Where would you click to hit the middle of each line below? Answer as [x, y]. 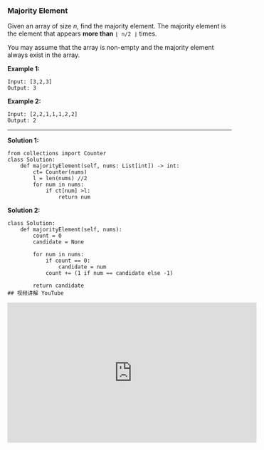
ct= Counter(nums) [60, 172]
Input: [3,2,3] [30, 82]
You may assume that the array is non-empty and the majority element [111, 48]
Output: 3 [22, 88]
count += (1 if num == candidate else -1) [109, 273]
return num [74, 197]
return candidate [58, 286]
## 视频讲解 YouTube [36, 293]
